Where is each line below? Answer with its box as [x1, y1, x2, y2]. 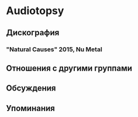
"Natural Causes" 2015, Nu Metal [6, 45, 102, 54]
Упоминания [6, 103, 56, 113]
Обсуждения [6, 83, 56, 93]
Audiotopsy [6, 4, 64, 18]
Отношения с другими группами [6, 63, 133, 73]
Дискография [6, 28, 60, 38]
